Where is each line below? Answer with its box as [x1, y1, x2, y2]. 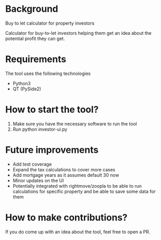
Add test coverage [12, 161, 52, 167]
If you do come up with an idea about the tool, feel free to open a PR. [5, 229, 151, 235]
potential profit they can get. [5, 35, 65, 42]
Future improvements [5, 144, 99, 155]
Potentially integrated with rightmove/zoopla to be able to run [12, 183, 142, 189]
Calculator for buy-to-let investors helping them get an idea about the [5, 30, 152, 36]
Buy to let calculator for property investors [5, 20, 95, 26]
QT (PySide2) [12, 86, 41, 92]
